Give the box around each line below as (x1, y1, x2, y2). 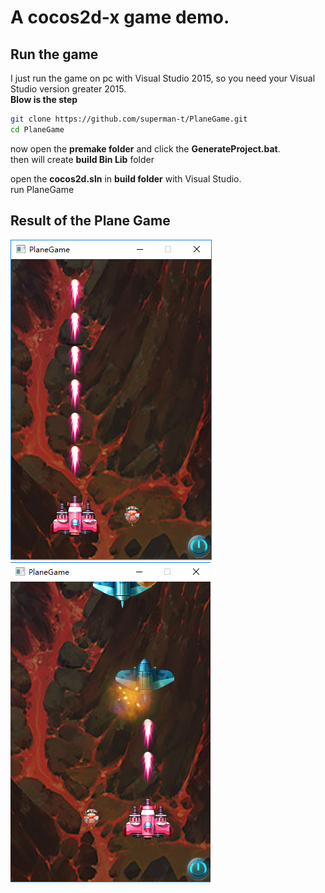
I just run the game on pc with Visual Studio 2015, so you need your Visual (10, 72, 316, 84)
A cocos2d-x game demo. (10, 6, 230, 29)
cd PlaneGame (10, 124, 65, 135)
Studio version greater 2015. (10, 83, 127, 95)
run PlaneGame (10, 183, 75, 195)
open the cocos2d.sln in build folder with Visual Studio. (10, 172, 242, 185)
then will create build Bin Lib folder (10, 153, 155, 165)
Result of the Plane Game (10, 212, 171, 230)
